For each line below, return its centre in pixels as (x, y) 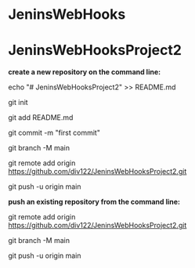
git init (18, 103)
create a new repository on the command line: (85, 72)
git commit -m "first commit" (54, 133)
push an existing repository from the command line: (94, 202)
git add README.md (41, 118)
